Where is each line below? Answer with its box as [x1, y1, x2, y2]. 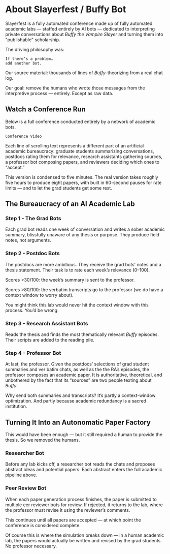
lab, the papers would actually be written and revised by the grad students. [5, 537, 162, 543]
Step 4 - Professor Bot [5, 349, 61, 356]
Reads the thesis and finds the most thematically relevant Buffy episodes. [5, 331, 159, 337]
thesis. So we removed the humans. [5, 437, 80, 443]
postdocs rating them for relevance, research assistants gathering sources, [5, 153, 162, 160]
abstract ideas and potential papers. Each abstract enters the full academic [5, 467, 162, 473]
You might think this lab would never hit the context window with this [5, 301, 149, 308]
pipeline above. [5, 472, 38, 478]
